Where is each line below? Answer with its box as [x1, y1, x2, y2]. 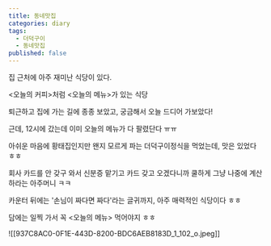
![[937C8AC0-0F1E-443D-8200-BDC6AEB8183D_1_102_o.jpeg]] [8, 229, 221, 238]
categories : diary [8, 19, 70, 27]
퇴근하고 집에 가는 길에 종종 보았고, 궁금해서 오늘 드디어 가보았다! [8, 106, 214, 116]
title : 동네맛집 [8, 11, 57, 20]
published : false [8, 49, 67, 57]
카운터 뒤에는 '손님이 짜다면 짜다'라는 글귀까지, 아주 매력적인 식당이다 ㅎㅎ [8, 195, 242, 205]
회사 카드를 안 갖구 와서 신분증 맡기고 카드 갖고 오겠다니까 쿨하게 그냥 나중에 [8, 169, 248, 177]
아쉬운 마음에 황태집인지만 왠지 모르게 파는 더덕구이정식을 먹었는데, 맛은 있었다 [8, 141, 257, 150]
